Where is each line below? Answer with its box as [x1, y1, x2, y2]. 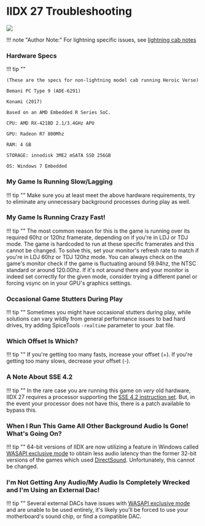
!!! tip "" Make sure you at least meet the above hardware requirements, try [6, 191, 195, 199]
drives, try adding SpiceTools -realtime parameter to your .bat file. [6, 322, 175, 329]
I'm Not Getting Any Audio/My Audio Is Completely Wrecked [6, 478, 190, 486]
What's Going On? [6, 429, 63, 438]
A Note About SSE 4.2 [6, 373, 73, 381]
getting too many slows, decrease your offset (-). [6, 357, 131, 365]
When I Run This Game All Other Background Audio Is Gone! [6, 422, 189, 430]
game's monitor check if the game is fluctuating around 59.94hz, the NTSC [6, 260, 196, 267]
